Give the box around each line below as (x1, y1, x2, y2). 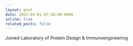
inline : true (5, 16, 33, 21)
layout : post (5, 7, 33, 12)
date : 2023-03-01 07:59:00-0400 (5, 12, 73, 17)
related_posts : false (5, 21, 51, 26)
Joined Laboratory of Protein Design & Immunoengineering (5, 35, 128, 41)
